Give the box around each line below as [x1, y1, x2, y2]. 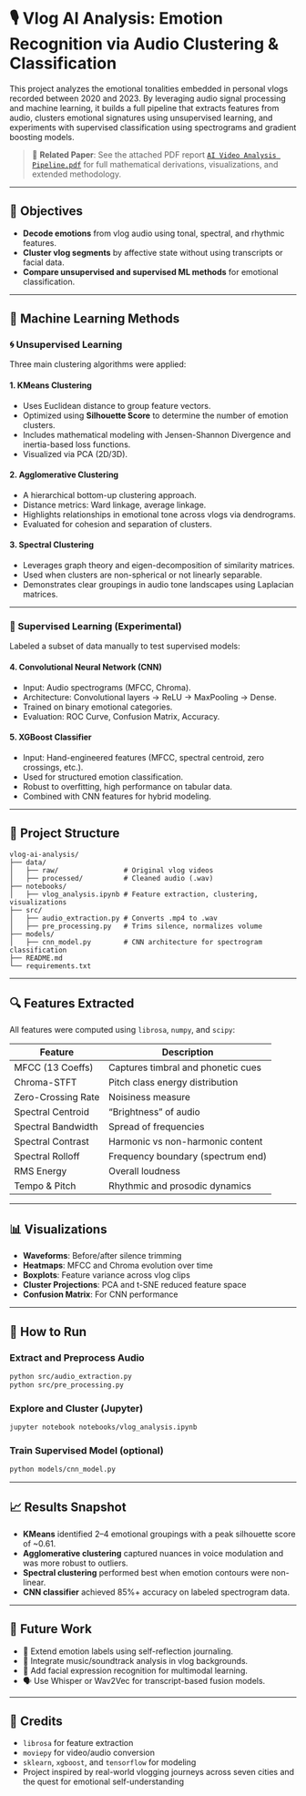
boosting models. [9, 131, 75, 142]
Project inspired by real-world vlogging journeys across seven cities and [22, 1767, 294, 1778]
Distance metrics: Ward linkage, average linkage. [22, 499, 207, 510]
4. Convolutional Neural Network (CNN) [9, 661, 162, 672]
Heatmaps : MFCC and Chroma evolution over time [22, 1260, 214, 1271]
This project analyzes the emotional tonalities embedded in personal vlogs [9, 83, 289, 94]
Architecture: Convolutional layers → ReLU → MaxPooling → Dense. [22, 691, 277, 702]
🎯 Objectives [9, 203, 84, 219]
